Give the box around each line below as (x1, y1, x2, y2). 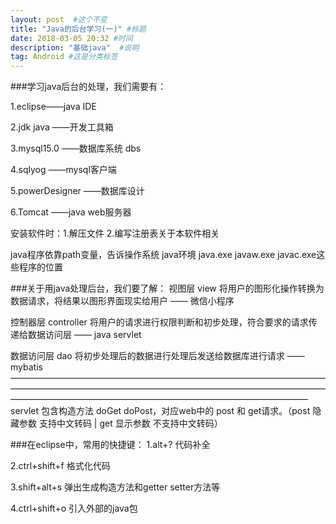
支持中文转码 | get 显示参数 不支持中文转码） (38, 417, 223, 430)
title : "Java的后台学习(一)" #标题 (10, 24, 147, 34)
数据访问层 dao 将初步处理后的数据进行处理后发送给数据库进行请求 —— (10, 350, 305, 362)
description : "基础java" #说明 (10, 42, 140, 53)
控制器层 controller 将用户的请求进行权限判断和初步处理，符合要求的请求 (10, 316, 309, 328)
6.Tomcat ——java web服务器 (10, 206, 132, 218)
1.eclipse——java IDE (10, 101, 97, 113)
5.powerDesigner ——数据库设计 (10, 185, 145, 197)
